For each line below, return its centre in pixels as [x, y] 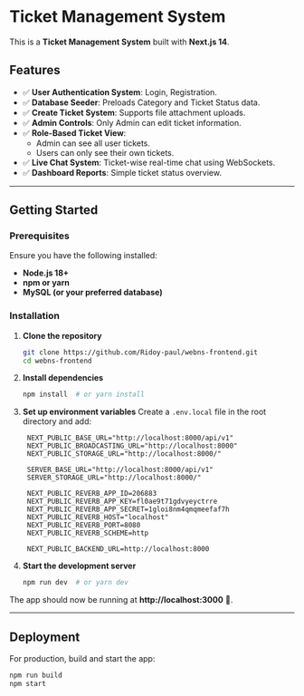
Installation [35, 316]
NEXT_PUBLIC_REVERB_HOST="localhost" [98, 517]
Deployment [45, 637]
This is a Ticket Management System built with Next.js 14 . [119, 42]
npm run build [36, 676]
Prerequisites [39, 236]
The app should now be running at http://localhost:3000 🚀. [121, 600]
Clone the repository [62, 335]
